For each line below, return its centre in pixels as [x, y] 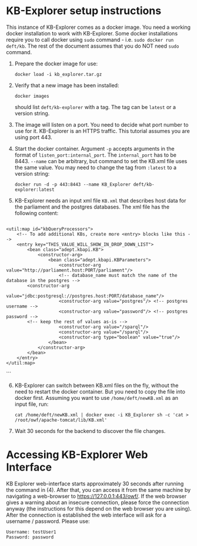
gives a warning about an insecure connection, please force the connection [98, 502]
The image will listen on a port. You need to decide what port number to [101, 124]
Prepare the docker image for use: [56, 64]
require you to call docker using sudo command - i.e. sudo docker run [90, 39]
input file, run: [31, 404]
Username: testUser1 [31, 532]
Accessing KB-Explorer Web [77, 455]
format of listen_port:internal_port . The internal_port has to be [95, 155]
